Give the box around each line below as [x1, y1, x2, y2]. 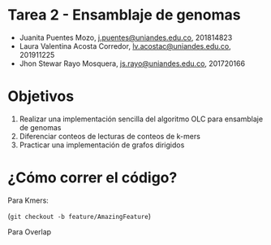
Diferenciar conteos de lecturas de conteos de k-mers [19, 131, 200, 141]
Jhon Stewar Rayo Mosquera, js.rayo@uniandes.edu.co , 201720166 [19, 59, 245, 68]
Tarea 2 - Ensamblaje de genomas [7, 6, 241, 24]
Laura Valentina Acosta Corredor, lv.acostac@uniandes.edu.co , [19, 41, 232, 50]
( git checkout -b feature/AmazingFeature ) [7, 211, 152, 221]
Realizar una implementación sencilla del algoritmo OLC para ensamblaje [19, 114, 264, 124]
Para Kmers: [7, 195, 49, 205]
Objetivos [7, 87, 75, 106]
